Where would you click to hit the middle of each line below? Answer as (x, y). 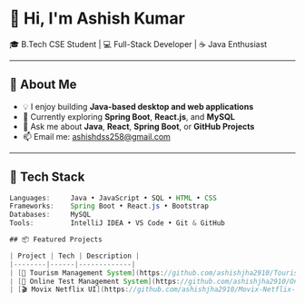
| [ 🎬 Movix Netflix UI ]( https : (69, 289)
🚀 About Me (43, 85)
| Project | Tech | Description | (75, 256)
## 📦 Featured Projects (56, 239)
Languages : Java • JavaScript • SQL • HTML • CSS (113, 198)
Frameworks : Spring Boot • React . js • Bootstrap (109, 206)
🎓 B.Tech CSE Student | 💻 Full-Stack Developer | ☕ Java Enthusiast (138, 44)
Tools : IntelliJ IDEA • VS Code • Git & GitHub (117, 223)
